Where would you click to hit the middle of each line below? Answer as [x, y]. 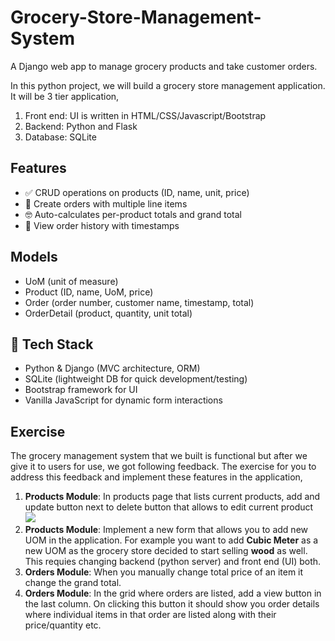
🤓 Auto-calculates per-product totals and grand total [133, 214]
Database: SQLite [60, 137]
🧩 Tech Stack [52, 344]
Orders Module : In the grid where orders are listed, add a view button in [173, 593]
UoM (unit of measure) [71, 281]
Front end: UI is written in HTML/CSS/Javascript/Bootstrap [145, 115]
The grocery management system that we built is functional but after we [159, 456]
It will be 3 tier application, [65, 96]
